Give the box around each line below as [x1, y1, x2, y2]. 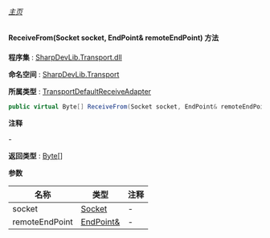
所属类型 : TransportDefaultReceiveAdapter [8, 86, 151, 96]
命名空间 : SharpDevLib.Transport [8, 69, 120, 79]
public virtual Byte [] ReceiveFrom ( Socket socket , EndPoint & [8, 102, 218, 111]
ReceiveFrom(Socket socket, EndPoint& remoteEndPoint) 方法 [8, 33, 219, 43]
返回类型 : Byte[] [8, 150, 63, 160]
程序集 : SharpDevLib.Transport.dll [8, 52, 122, 62]
